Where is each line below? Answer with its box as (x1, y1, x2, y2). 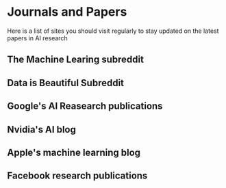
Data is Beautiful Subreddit (7, 77, 125, 89)
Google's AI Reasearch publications (7, 100, 163, 112)
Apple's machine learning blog (7, 146, 141, 158)
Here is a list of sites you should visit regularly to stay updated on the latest (7, 27, 219, 35)
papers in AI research (7, 33, 68, 42)
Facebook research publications (7, 170, 148, 182)
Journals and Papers (7, 4, 127, 20)
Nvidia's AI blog (7, 124, 77, 135)
